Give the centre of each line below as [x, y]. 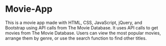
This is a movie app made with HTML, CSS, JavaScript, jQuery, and [74, 23]
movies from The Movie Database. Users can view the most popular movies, [83, 33]
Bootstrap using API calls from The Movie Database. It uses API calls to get [82, 27]
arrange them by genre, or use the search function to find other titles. [76, 38]
